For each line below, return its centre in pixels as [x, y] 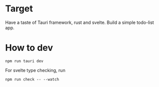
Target [19, 9]
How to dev [29, 48]
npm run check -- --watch [32, 79]
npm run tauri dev [24, 61]
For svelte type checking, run [35, 70]
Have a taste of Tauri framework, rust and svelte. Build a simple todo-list [79, 22]
